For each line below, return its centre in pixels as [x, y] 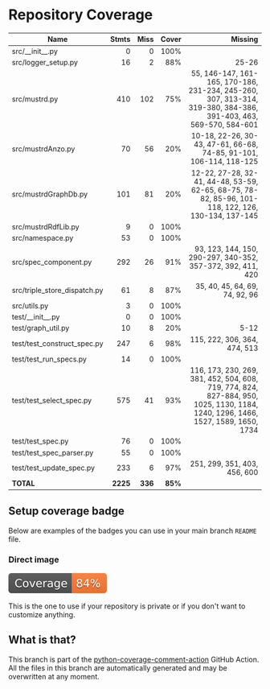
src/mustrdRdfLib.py [45, 226]
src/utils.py [30, 305]
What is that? [42, 640]
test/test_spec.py [40, 441]
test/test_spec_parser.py [53, 452]
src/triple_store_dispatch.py [57, 291]
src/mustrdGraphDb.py [50, 194]
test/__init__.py [36, 317]
